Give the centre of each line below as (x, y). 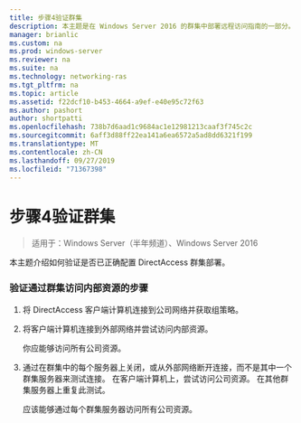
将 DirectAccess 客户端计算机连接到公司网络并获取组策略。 (133, 309)
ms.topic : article (44, 93)
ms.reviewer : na (40, 60)
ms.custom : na (36, 43)
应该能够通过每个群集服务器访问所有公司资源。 (109, 409)
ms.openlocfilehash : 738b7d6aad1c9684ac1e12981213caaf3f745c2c (131, 127)
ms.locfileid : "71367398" (58, 169)
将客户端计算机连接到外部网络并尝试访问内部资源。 (118, 329)
